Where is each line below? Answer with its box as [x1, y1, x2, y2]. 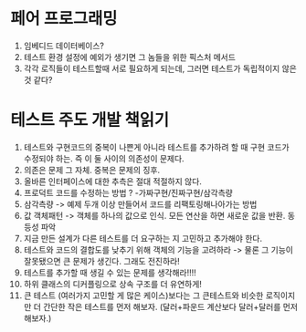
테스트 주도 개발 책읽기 [10, 110, 170, 130]
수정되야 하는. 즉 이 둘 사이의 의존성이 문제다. [23, 152, 185, 164]
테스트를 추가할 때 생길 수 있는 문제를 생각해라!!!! [23, 266, 197, 278]
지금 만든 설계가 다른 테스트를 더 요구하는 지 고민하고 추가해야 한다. [23, 233, 263, 244]
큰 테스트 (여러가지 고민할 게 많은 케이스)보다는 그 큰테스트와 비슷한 [23, 289, 264, 301]
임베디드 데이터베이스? [23, 40, 104, 51]
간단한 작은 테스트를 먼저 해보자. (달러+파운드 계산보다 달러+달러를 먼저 [43, 301, 298, 312]
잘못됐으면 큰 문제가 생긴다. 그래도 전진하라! [23, 255, 181, 266]
